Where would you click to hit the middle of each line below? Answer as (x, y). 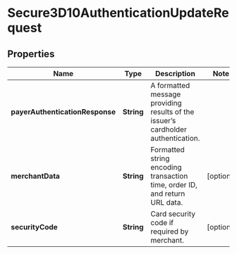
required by (170, 231)
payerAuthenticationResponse (63, 112)
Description (175, 74)
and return (168, 193)
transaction (169, 176)
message (166, 94)
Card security (173, 214)
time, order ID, (174, 185)
